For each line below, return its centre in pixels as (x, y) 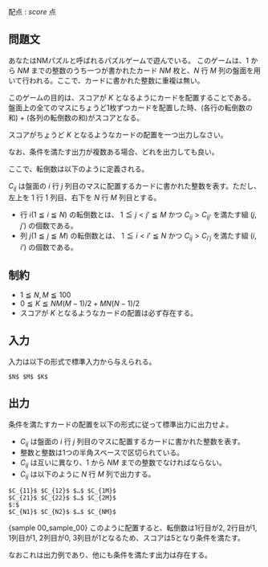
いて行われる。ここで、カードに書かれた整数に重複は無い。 (106, 80)
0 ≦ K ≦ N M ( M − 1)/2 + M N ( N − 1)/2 (80, 304)
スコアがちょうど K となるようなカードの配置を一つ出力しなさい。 (118, 134)
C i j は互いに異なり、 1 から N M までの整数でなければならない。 (123, 464)
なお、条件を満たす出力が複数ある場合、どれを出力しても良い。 (114, 152)
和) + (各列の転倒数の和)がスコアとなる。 (76, 117)
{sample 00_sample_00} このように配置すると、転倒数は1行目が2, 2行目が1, (133, 528)
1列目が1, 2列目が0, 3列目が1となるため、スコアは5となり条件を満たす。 (126, 538)
